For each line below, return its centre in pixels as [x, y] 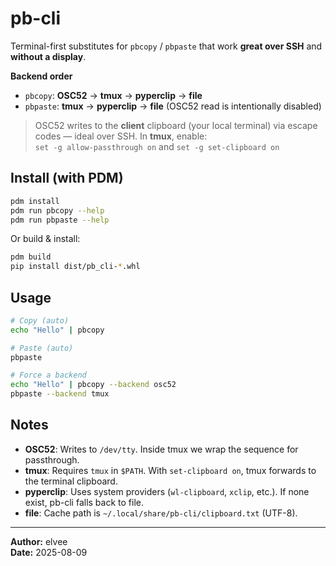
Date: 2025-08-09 [49, 552]
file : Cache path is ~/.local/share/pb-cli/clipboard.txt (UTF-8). [161, 513]
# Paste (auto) [42, 348]
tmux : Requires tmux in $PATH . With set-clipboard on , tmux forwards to [170, 470]
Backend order [41, 76]
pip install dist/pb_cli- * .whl [75, 267]
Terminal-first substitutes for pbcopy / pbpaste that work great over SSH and [166, 46]
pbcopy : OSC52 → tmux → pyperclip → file [113, 95]
